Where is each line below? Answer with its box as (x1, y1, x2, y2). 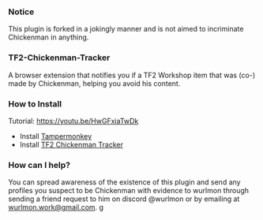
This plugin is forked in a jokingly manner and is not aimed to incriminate (8, 24, 244, 34)
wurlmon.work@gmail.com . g (8, 203, 104, 212)
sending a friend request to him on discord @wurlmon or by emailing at (8, 194, 240, 203)
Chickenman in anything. (8, 32, 89, 42)
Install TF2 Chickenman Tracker (19, 140, 124, 149)
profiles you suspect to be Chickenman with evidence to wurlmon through (8, 186, 250, 196)
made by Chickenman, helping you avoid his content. (8, 78, 181, 88)
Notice (8, 6, 35, 17)
